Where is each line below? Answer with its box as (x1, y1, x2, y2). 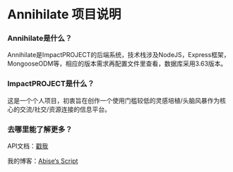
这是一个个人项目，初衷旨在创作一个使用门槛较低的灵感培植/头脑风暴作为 (7, 96, 220, 104)
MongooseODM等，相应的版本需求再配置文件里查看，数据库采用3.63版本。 (7, 59, 227, 68)
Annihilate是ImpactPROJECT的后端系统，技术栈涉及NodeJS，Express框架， (7, 51, 230, 59)
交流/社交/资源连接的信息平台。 (19, 105, 112, 113)
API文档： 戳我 (7, 142, 49, 150)
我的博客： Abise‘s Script (7, 156, 78, 166)
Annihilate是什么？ (7, 33, 73, 43)
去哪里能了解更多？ (7, 124, 73, 134)
